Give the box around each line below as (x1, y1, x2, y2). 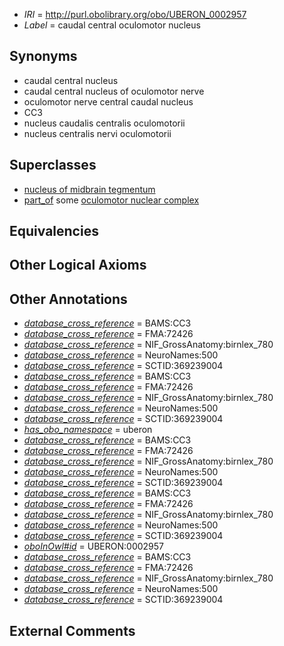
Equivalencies (9, 223, 99, 240)
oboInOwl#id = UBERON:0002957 (23, 540, 164, 553)
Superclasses (9, 157, 97, 174)
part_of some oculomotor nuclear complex (23, 194, 200, 206)
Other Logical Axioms (9, 257, 147, 274)
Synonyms (9, 48, 78, 65)
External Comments (9, 622, 136, 639)
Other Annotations (9, 290, 128, 308)
